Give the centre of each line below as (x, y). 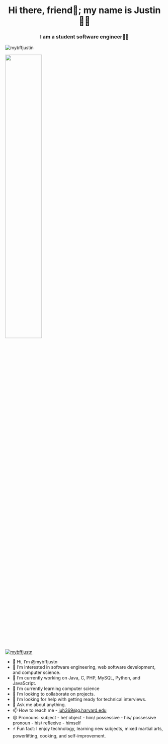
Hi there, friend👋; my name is (70, 10)
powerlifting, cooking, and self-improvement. (59, 736)
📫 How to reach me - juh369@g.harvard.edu (59, 710)
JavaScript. (24, 683)
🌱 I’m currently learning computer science (56, 689)
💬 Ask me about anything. (39, 705)
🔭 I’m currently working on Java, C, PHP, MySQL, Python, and (76, 678)
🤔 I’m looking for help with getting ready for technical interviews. (79, 699)
